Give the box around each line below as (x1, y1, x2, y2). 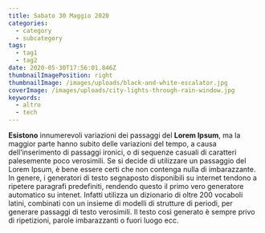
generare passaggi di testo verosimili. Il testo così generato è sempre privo (8, 207, 255, 216)
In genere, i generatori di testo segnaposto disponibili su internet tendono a (8, 173, 257, 183)
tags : (8, 42, 26, 50)
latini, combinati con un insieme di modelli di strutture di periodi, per (8, 199, 233, 208)
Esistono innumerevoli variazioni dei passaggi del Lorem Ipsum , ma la (8, 131, 241, 140)
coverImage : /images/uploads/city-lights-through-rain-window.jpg (8, 86, 235, 94)
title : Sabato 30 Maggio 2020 (8, 11, 110, 20)
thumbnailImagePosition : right (8, 71, 113, 79)
